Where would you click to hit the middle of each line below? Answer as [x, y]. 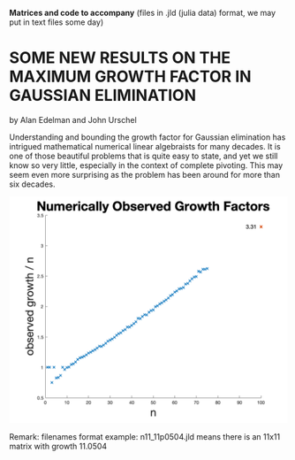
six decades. [32, 184]
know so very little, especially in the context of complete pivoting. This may [146, 165]
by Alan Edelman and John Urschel [73, 119]
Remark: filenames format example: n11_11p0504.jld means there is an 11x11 [145, 437]
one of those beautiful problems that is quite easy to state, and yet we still [144, 156]
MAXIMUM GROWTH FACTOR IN [130, 77]
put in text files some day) [57, 22]
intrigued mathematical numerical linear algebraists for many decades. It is [145, 146]
